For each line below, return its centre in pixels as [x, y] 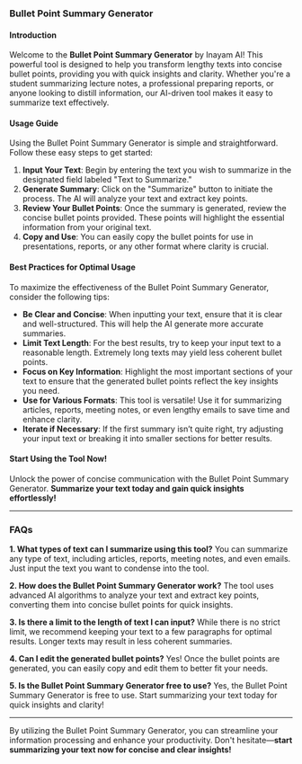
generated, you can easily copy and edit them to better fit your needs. [139, 669]
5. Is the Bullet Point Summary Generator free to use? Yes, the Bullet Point [148, 686]
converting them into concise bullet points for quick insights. [121, 605]
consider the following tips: [60, 297]
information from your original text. [87, 227]
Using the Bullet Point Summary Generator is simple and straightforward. [144, 143]
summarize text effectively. [59, 102]
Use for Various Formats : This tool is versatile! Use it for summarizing [152, 400]
